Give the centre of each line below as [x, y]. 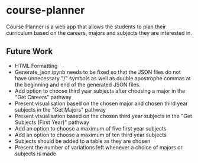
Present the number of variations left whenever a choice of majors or [99, 147]
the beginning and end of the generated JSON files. [77, 84]
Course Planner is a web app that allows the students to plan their [86, 27]
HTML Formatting [36, 66]
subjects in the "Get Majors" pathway [60, 109]
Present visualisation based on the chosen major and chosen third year [101, 103]
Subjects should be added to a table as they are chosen [82, 141]
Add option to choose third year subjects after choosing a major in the [100, 91]
